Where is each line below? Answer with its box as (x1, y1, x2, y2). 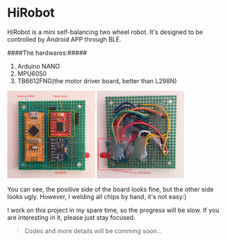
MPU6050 (17, 69, 47, 78)
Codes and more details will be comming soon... (24, 227, 163, 235)
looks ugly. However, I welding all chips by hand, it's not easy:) (7, 192, 187, 200)
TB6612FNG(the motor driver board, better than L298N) (17, 76, 177, 85)
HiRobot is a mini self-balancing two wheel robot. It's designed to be (7, 28, 203, 36)
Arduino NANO (17, 62, 60, 70)
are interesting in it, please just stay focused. (7, 213, 136, 221)
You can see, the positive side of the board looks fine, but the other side (7, 185, 214, 193)
